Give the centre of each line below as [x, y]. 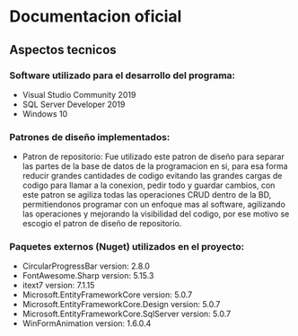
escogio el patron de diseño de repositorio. [102, 224]
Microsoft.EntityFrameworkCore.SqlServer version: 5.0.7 [127, 314]
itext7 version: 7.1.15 [58, 286]
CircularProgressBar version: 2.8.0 [86, 266]
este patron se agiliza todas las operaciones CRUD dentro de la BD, [147, 195]
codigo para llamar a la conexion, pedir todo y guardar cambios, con [149, 185]
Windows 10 [45, 113]
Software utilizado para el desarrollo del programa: [123, 75]
